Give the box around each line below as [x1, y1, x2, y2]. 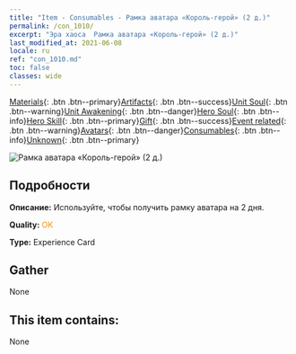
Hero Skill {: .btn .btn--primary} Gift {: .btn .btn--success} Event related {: [26, 115, 287, 126]
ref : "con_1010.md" [9, 55, 83, 64]
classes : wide [9, 72, 63, 81]
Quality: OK [9, 219, 54, 230]
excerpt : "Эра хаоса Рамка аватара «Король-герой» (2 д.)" [9, 30, 239, 39]
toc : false [9, 64, 50, 73]
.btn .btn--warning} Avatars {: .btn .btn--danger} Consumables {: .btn [9, 125, 257, 136]
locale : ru [9, 47, 50, 56]
